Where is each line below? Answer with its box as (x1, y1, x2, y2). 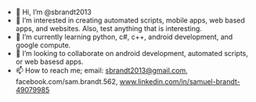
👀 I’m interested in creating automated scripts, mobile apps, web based (15, 16, 245, 25)
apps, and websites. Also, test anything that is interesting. (15, 24, 202, 33)
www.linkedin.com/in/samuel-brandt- (119, 77, 240, 86)
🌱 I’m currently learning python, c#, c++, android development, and (15, 32, 233, 41)
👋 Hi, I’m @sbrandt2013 (15, 8, 92, 16)
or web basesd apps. (15, 57, 84, 66)
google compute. (15, 40, 71, 50)
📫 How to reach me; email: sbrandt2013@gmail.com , (15, 66, 188, 75)
